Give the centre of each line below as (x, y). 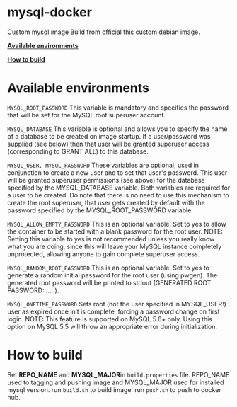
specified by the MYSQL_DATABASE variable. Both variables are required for (119, 188)
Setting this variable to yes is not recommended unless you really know (111, 239)
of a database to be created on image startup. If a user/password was (109, 136)
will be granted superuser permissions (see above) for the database (106, 180)
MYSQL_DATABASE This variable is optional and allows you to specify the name (117, 129)
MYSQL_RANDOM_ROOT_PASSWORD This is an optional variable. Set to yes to (109, 268)
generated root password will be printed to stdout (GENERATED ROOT (109, 282)
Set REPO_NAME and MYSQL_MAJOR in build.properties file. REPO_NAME (118, 374)
